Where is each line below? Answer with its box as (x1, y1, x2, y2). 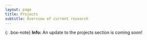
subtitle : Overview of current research (5, 16, 89, 21)
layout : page (5, 7, 32, 12)
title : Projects (5, 12, 38, 17)
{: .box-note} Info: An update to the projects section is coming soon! (5, 30, 143, 36)
